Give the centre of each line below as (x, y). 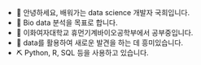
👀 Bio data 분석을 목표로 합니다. (67, 22)
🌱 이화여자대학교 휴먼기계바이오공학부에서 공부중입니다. (105, 32)
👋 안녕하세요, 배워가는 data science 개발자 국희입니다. (103, 12)
